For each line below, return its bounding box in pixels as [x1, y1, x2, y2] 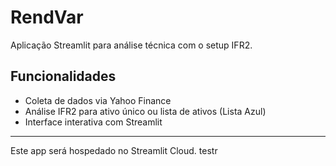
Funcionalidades [10, 68, 117, 85]
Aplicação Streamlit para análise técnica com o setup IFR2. [10, 39, 253, 51]
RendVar [10, 6, 84, 29]
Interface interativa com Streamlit [24, 116, 163, 128]
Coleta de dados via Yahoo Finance [24, 94, 172, 106]
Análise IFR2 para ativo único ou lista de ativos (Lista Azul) [24, 105, 267, 117]
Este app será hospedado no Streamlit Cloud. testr [10, 144, 218, 156]
